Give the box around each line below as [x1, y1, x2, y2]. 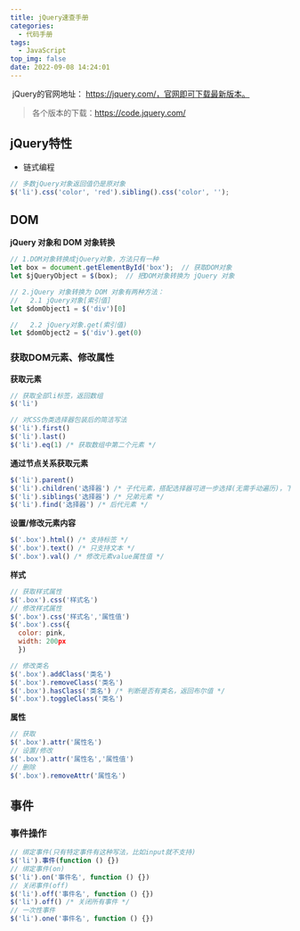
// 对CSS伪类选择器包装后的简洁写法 [10, 416, 127, 425]
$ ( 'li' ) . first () [10, 424, 70, 433]
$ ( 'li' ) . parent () [10, 475, 75, 485]
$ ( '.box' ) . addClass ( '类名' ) [10, 669, 112, 678]
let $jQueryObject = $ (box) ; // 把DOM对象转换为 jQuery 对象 [10, 271, 235, 280]
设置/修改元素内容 [10, 518, 77, 528]
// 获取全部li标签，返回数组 [10, 391, 103, 400]
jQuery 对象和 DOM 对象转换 [10, 237, 115, 248]
